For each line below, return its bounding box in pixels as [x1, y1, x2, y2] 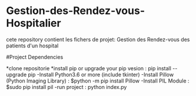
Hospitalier [6, 16, 61, 30]
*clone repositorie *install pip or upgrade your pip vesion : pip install [6, 64, 172, 71]
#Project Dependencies [6, 53, 64, 60]
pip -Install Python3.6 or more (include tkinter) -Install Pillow [28, 71, 174, 78]
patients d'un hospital [6, 42, 59, 49]
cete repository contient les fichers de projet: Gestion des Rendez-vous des [6, 36, 190, 43]
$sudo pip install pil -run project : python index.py [6, 83, 127, 90]
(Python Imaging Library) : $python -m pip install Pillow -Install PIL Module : [6, 77, 190, 84]
